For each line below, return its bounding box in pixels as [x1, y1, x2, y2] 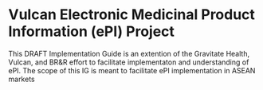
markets [8, 74, 35, 84]
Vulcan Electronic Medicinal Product [8, 6, 255, 24]
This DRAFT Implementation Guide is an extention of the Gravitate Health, [8, 49, 249, 58]
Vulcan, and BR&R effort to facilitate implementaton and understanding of [8, 57, 249, 67]
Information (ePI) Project [8, 22, 175, 41]
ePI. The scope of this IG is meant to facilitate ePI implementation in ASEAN [8, 65, 256, 75]
